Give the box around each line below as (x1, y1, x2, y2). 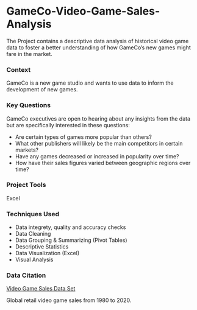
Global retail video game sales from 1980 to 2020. (6, 297, 132, 304)
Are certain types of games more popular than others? (15, 133, 152, 141)
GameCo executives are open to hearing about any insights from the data (6, 114, 191, 122)
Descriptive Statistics (15, 243, 69, 250)
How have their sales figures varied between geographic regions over (15, 159, 191, 166)
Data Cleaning (15, 230, 51, 238)
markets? (15, 146, 38, 153)
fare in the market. (6, 50, 53, 57)
